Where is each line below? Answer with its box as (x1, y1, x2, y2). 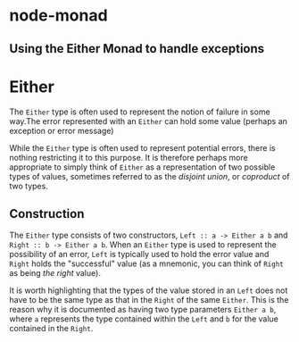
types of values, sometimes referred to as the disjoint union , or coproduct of (9, 171, 290, 181)
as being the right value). (9, 268, 101, 279)
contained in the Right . (9, 323, 94, 334)
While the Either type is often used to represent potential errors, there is (9, 142, 276, 153)
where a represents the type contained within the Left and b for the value (9, 313, 279, 324)
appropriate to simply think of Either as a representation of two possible (9, 162, 276, 172)
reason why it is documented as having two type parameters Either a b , (9, 304, 277, 315)
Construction (9, 206, 85, 221)
